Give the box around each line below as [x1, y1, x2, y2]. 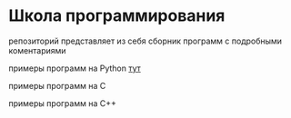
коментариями [8, 44, 66, 55]
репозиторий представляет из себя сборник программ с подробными [8, 35, 283, 46]
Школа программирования [8, 5, 226, 26]
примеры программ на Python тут [8, 63, 142, 74]
